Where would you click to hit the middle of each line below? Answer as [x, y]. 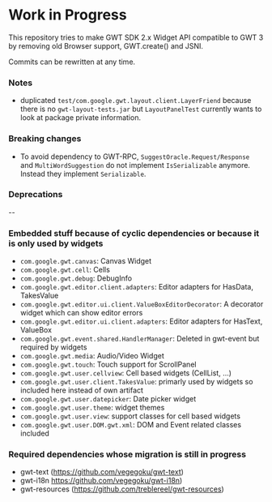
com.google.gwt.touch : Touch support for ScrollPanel [108, 365]
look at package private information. [81, 118]
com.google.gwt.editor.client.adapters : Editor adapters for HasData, [136, 287]
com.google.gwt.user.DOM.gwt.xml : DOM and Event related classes [130, 425]
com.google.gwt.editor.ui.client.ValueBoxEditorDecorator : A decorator [142, 304]
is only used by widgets [56, 243]
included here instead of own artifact [82, 390]
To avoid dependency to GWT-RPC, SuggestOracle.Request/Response [135, 157]
